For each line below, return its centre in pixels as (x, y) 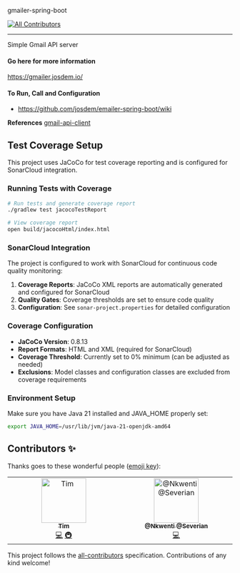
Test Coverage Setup (55, 145)
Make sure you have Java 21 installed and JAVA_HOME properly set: (108, 413)
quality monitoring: (35, 271)
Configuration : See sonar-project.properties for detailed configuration (124, 308)
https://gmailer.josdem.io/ (45, 77)
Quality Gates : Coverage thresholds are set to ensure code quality (116, 300)
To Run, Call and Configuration (54, 93)
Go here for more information (52, 61)
